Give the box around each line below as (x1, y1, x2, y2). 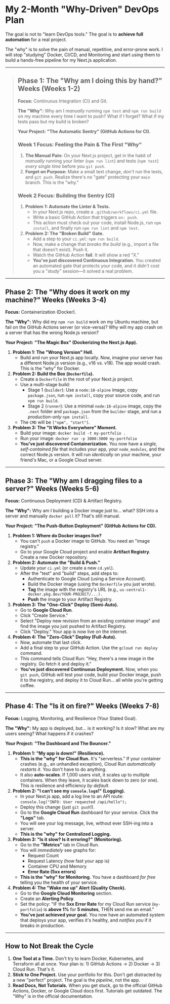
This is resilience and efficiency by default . (20, 782, 110, 789)
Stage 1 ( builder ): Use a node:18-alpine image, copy (27, 387, 138, 393)
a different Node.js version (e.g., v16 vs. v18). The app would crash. (20, 360, 161, 366)
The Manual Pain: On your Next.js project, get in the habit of (25, 153, 152, 159)
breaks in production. (20, 922, 65, 928)
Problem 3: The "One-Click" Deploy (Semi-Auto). (12, 602, 119, 608)
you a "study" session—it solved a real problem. (32, 268, 133, 274)
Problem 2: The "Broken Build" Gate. (25, 231, 104, 237)
